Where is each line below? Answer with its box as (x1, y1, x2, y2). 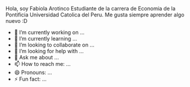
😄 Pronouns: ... (14, 69, 53, 76)
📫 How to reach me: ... (14, 61, 71, 67)
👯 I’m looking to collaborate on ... (14, 41, 95, 48)
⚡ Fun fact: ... (14, 76, 47, 82)
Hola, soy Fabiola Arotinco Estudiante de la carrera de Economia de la (5, 5, 176, 12)
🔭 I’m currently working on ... (14, 29, 85, 36)
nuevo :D (5, 18, 28, 24)
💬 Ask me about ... (14, 54, 59, 61)
